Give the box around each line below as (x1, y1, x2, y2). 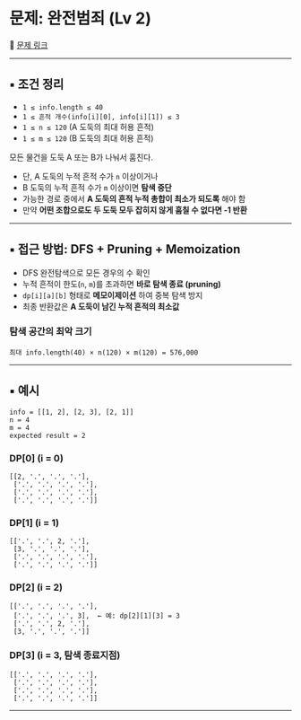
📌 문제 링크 (9, 40, 48, 50)
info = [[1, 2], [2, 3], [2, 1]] (9, 408, 134, 417)
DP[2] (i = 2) (9, 581, 63, 593)
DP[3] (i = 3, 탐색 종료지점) (9, 649, 121, 662)
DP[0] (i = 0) (9, 452, 64, 464)
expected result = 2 (9, 431, 87, 440)
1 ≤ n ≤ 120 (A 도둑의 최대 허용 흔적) (21, 121, 155, 132)
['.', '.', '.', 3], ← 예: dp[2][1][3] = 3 (13, 611, 181, 620)
